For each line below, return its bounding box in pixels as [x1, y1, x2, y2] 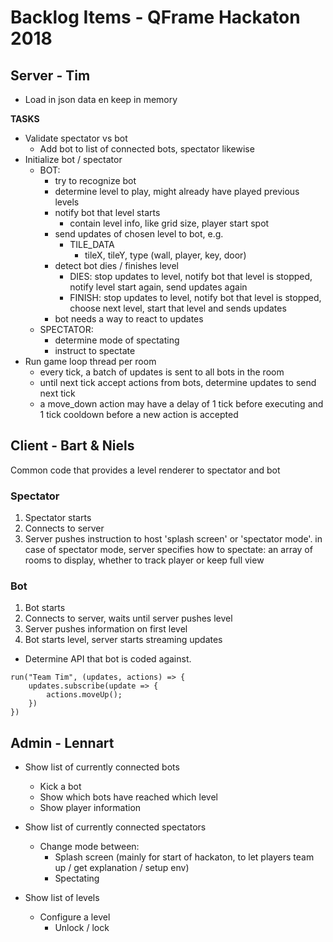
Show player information [39, 802, 142, 814]
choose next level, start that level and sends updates [69, 302, 287, 314]
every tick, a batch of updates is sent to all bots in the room [39, 366, 285, 378]
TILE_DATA [69, 239, 115, 250]
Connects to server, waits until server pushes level [24, 612, 233, 625]
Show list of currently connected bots [24, 761, 180, 773]
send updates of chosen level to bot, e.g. [54, 228, 224, 240]
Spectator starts [24, 512, 92, 524]
